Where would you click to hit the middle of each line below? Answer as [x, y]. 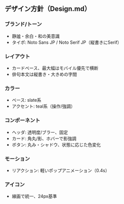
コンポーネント [22, 121]
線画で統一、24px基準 [34, 196]
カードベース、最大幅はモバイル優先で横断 [55, 68]
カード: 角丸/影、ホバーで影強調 [44, 138]
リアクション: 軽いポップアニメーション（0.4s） [61, 170]
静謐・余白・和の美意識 [36, 36]
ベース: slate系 [26, 100]
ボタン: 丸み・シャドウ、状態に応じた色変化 [56, 144]
